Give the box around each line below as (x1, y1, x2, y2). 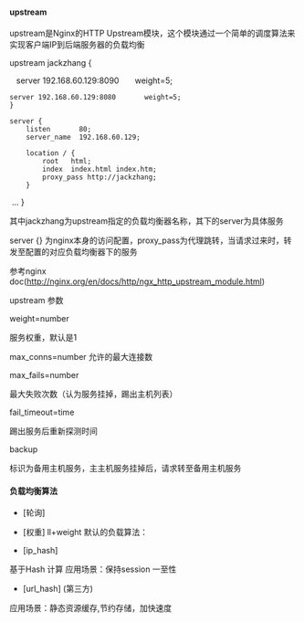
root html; (42, 157, 92, 166)
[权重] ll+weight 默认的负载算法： (22, 527, 149, 538)
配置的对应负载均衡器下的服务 (25, 247, 138, 258)
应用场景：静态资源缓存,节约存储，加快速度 (9, 603, 173, 614)
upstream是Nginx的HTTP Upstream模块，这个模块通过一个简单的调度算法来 (9, 27, 296, 39)
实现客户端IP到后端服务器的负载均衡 (9, 39, 145, 50)
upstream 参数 (9, 295, 64, 306)
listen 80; (26, 125, 92, 134)
